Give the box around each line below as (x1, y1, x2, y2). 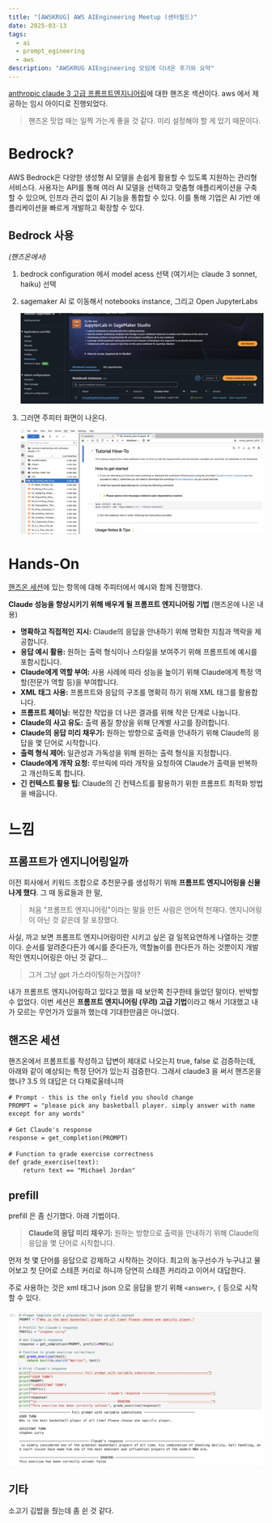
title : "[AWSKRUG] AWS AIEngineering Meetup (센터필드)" (8, 13, 198, 21)
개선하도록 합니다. (28, 769, 86, 778)
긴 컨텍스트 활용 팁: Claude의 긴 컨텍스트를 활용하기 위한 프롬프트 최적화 (19, 778, 249, 788)
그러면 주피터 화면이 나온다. (19, 413, 108, 422)
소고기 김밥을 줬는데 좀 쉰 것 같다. (8, 1505, 114, 1515)
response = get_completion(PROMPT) (8, 1134, 129, 1143)
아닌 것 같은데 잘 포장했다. (36, 915, 120, 925)
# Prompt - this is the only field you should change (8, 1093, 194, 1102)
